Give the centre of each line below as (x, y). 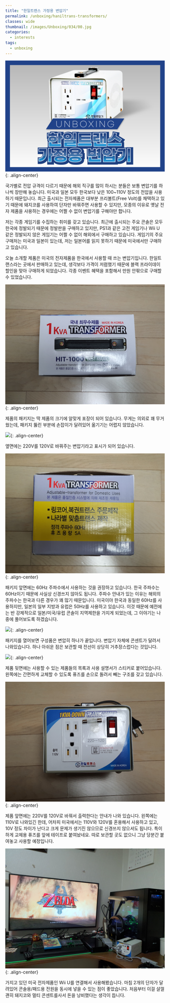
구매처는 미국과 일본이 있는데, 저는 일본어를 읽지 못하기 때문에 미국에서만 (77, 241)
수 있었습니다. (19, 277)
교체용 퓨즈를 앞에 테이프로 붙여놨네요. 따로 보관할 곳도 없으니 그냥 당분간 (87, 835)
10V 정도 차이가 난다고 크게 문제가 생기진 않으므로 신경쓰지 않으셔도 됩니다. (79, 828)
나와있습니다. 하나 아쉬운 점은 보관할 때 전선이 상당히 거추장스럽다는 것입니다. (81, 647)
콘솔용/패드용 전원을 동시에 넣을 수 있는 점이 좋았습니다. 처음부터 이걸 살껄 (92, 989)
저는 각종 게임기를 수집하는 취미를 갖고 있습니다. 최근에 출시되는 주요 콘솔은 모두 (84, 222)
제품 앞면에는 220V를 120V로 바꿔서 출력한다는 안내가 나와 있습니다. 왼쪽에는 (81, 816)
